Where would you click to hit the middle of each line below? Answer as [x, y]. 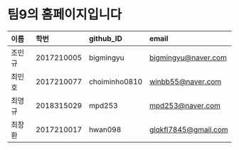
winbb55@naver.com [185, 81]
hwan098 [105, 129]
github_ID [105, 38]
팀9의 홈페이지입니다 [65, 15]
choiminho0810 [116, 81]
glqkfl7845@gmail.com [188, 129]
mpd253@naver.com [185, 105]
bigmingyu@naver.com [188, 58]
